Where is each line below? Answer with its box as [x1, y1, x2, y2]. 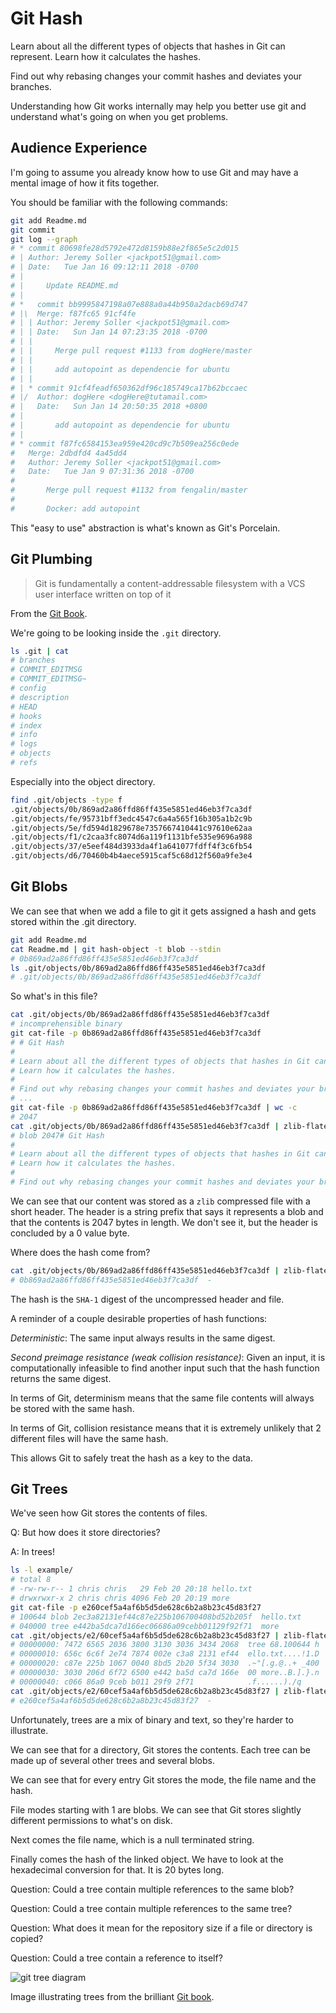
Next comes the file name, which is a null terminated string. [10, 1833, 255, 1846]
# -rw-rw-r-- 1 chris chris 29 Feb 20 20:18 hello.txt [10, 1584, 253, 1594]
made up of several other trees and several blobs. [10, 1754, 215, 1766]
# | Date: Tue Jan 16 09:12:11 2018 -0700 [10, 262, 199, 272]
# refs [10, 758, 38, 768]
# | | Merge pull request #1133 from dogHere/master [10, 346, 253, 356]
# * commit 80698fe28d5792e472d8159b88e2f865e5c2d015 [10, 243, 240, 254]
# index [10, 720, 43, 731]
